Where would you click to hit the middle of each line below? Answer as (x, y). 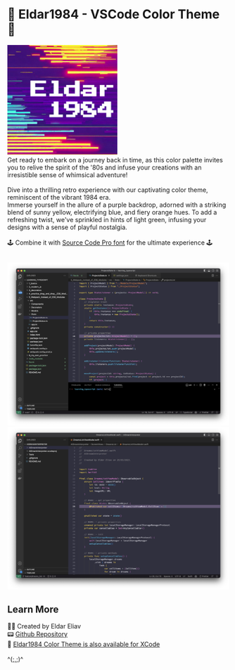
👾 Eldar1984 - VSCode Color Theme (114, 14)
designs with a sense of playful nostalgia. (68, 227)
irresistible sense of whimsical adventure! (68, 174)
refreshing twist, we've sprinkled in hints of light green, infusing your (107, 219)
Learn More (33, 609)
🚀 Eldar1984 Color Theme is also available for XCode (84, 644)
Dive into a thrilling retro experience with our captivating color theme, (108, 190)
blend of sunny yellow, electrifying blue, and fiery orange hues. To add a (112, 212)
